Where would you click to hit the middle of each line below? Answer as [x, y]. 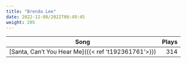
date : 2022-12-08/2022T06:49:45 [45, 17]
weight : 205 [21, 22]
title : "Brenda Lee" [31, 11]
